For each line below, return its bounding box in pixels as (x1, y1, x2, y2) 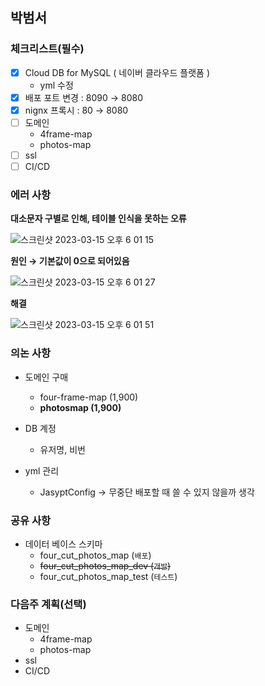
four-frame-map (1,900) (39, 391, 139, 403)
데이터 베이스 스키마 (24, 538, 103, 550)
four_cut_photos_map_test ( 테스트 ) (39, 570, 178, 582)
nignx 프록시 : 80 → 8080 (24, 104, 129, 116)
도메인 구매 (24, 371, 69, 383)
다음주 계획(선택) (10, 597, 87, 611)
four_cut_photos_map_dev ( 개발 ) (39, 559, 172, 572)
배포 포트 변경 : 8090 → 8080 (24, 91, 144, 103)
